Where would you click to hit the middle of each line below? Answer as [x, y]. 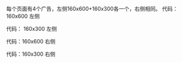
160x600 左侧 [23, 16]
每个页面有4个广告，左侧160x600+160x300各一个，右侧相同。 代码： [92, 9]
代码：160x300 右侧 [31, 54]
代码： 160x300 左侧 [32, 29]
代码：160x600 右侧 [31, 41]
